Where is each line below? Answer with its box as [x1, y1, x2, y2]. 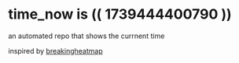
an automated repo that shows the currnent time [8, 31, 165, 40]
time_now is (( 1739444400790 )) [8, 5, 232, 23]
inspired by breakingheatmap [8, 46, 104, 55]
